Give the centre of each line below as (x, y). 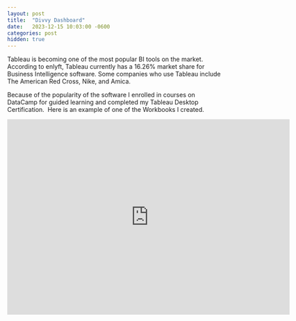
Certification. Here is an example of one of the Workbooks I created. (106, 110)
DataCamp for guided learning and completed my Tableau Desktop (103, 102)
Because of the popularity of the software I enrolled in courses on (101, 95)
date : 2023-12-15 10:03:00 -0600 (59, 26)
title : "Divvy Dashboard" (46, 20)
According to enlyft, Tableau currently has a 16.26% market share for (106, 67)
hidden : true (26, 40)
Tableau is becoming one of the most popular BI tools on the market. (105, 59)
